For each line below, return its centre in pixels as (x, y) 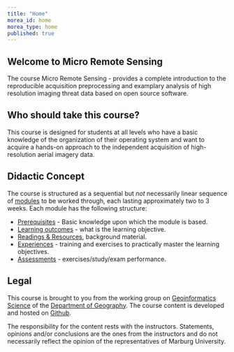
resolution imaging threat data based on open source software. (98, 93)
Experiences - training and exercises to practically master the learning (118, 244)
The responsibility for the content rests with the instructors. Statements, (111, 326)
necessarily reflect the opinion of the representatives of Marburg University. (117, 341)
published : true (31, 33)
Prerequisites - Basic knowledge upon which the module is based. (112, 222)
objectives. (33, 251)
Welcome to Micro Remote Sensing (85, 61)
